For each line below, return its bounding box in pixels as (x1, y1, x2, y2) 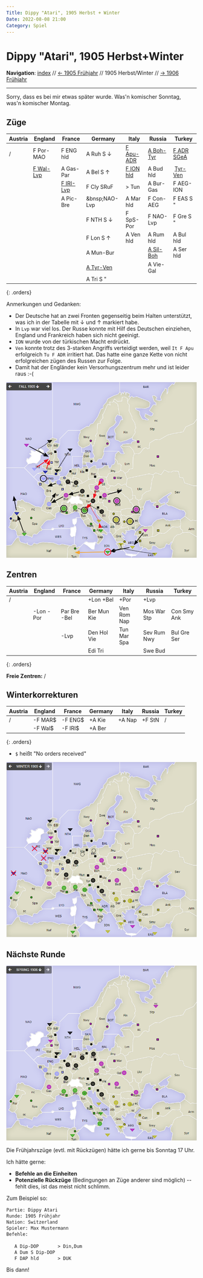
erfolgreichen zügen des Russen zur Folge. (14, 357, 123, 364)
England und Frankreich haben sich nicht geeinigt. (14, 332, 140, 339)
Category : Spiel (6, 22, 47, 28)
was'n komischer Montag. (6, 100, 71, 107)
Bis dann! (6, 1266, 30, 1274)
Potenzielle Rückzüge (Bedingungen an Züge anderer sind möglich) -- (14, 1176, 192, 1184)
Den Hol (88, 629, 108, 636)
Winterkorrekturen (6, 690, 79, 700)
